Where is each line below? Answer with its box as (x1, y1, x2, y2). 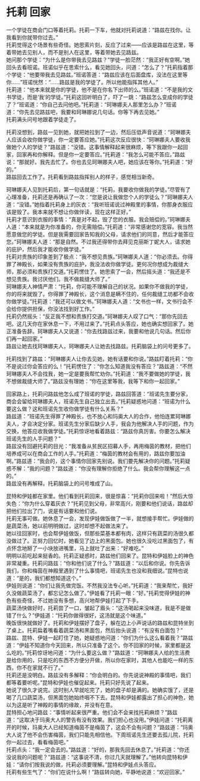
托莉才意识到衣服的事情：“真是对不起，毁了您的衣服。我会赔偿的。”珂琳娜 (6, 215, 186, 223)
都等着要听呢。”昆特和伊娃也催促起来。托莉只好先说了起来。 (6, 678, 152, 686)
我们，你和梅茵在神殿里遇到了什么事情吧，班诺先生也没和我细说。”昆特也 (6, 567, 183, 574)
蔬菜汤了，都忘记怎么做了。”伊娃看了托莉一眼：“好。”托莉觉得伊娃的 (21, 589, 186, 597)
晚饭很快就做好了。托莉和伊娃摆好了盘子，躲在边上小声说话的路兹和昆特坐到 (6, 619, 194, 626)
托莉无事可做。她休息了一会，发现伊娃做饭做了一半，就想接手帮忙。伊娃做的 (6, 514, 194, 522)
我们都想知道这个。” (35, 574, 82, 582)
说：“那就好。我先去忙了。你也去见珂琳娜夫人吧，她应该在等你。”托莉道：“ (6, 158, 188, 165)
